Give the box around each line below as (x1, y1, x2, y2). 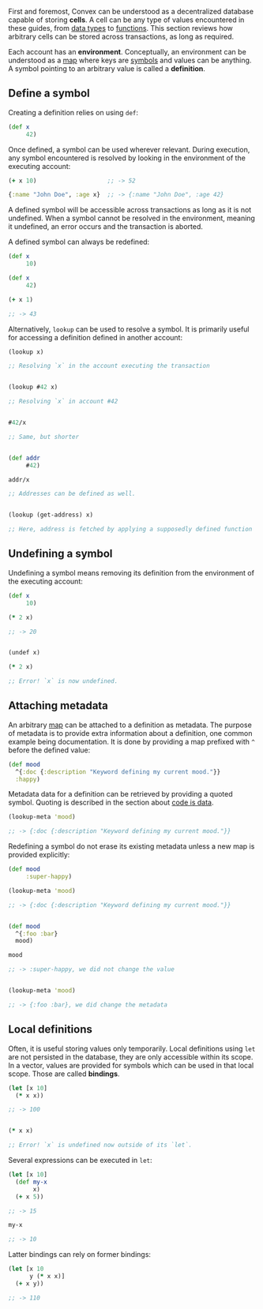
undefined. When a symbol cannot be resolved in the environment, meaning (8, 213, 255, 223)
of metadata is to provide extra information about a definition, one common (8, 728, 253, 737)
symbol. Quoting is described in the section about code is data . (8, 797, 214, 808)
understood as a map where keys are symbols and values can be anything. (8, 55, 252, 65)
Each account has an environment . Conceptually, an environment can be (8, 47, 246, 56)
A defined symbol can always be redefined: (8, 237, 150, 247)
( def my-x (15, 1178, 47, 1186)
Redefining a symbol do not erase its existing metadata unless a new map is (8, 842, 255, 851)
